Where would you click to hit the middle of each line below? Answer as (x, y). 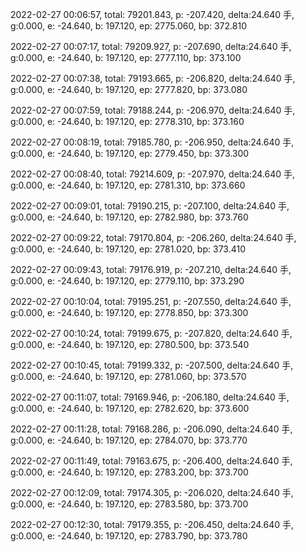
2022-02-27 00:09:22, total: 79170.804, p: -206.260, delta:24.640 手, (153, 237)
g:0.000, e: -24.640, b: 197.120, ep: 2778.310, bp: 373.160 (127, 121)
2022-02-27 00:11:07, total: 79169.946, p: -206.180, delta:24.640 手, (150, 397)
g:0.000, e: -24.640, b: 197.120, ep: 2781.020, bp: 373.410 (128, 249)
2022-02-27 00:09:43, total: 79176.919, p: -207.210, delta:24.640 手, (151, 269)
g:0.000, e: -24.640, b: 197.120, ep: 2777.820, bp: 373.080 (129, 89)
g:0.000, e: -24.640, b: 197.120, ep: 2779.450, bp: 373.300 (130, 153)
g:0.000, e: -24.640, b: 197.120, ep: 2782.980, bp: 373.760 (129, 217)
